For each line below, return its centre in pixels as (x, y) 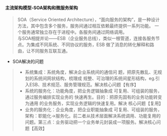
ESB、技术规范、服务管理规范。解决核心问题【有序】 (84, 84)
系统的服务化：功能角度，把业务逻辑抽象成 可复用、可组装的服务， (93, 91)
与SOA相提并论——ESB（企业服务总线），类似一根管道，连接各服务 (86, 38)
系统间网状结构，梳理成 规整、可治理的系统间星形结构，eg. (95, 78)
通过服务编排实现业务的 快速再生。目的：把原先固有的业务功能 (89, 97)
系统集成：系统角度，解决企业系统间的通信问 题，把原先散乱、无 (91, 72)
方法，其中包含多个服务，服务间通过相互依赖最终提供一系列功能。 (85, 26)
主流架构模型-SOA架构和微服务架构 (42, 7)
